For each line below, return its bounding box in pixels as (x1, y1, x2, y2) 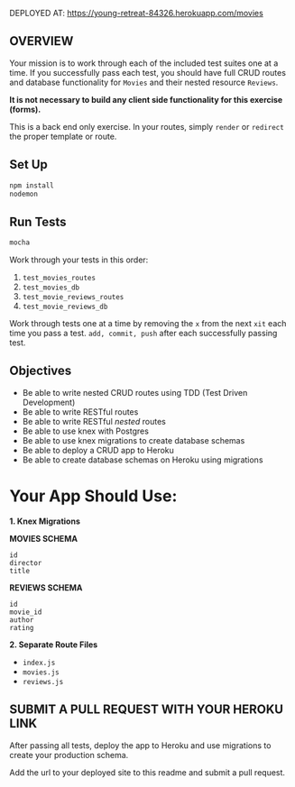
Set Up (9, 157, 48, 172)
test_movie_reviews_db (22, 302, 108, 312)
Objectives (9, 363, 72, 379)
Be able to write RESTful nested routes (22, 416, 167, 426)
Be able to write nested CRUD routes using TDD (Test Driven (22, 387, 248, 398)
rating (9, 623, 34, 632)
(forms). (9, 104, 41, 114)
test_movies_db (22, 283, 80, 292)
